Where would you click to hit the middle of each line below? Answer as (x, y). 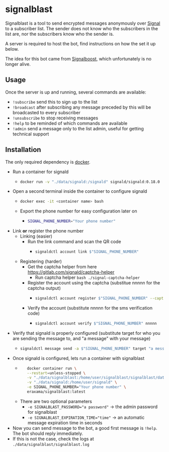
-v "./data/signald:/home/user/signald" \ (72, 383)
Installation (23, 150)
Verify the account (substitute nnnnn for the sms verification (90, 308)
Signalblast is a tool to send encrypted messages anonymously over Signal (83, 23)
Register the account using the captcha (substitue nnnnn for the (94, 283)
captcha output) (44, 288)
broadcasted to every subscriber (47, 112)
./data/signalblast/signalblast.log (51, 444)
